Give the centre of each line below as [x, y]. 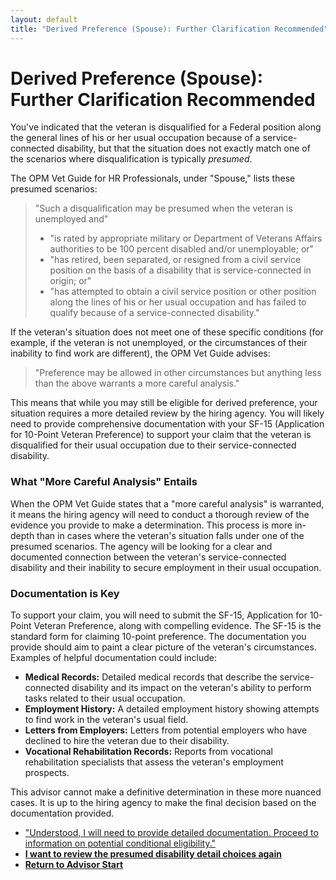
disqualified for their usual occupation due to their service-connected [153, 445]
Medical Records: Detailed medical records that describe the [151, 677]
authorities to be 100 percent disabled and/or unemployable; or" [182, 249]
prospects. [47, 773]
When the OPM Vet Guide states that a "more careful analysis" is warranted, [167, 503]
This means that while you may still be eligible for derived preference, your [164, 403]
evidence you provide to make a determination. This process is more [151, 525]
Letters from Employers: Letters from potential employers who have [166, 730]
